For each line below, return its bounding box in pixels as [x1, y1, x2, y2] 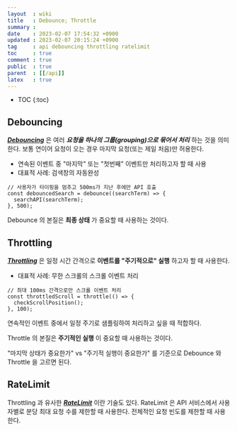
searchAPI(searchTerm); [13, 196, 83, 204]
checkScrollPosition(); [13, 299, 83, 306]
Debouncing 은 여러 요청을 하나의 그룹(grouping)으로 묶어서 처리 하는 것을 [7, 136, 216, 144]
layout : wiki [7, 10, 52, 18]
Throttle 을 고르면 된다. [7, 358, 72, 366]
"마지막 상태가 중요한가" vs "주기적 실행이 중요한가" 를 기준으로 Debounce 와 [7, 349, 221, 357]
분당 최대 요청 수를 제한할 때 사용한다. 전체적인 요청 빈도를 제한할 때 [25, 407, 213, 415]
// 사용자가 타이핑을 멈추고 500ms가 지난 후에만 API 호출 [7, 184, 157, 191]
